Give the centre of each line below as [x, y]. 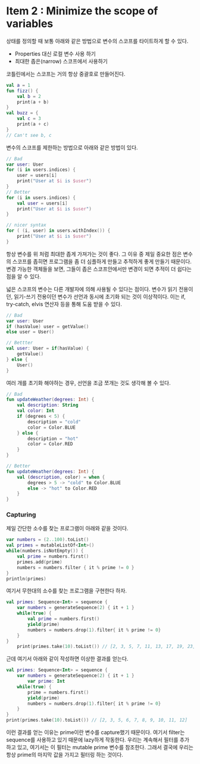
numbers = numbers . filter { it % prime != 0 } [76, 567]
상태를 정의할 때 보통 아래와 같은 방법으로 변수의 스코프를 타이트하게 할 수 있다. [97, 41]
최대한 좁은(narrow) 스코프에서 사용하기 [61, 61]
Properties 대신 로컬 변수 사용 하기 [55, 54]
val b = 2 [29, 96]
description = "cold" [54, 422]
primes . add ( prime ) [40, 562]
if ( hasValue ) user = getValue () [48, 326]
